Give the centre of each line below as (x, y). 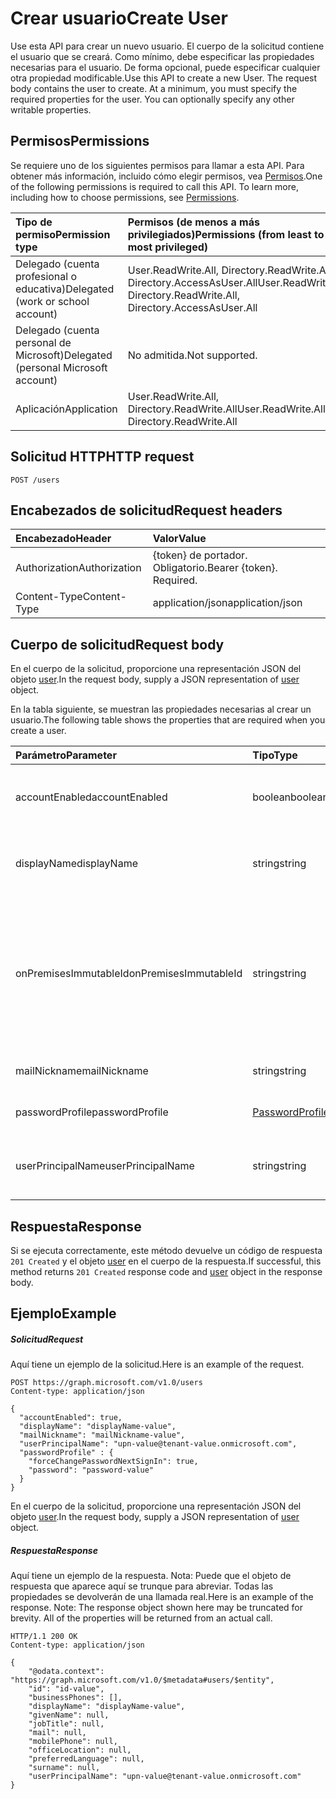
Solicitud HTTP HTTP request (102, 457)
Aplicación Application (66, 409)
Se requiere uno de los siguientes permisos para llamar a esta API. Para (157, 165)
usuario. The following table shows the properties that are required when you (168, 720)
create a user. (38, 731)
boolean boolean (290, 797)
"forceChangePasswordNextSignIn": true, (113, 1462)
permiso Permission (63, 234)
